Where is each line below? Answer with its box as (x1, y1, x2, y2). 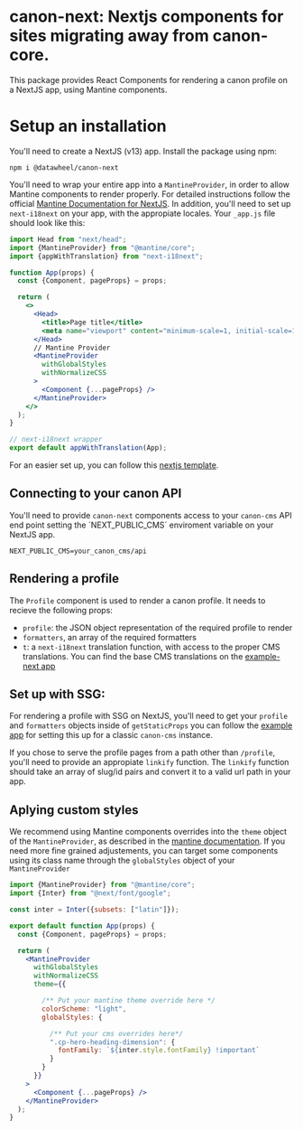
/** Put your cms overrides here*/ (49, 1029, 183, 1038)
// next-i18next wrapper (9, 435, 103, 444)
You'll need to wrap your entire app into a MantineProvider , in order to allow (9, 179, 290, 190)
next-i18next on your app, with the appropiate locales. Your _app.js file (9, 208, 276, 219)
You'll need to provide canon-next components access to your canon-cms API (9, 509, 292, 520)
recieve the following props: (9, 604, 113, 615)
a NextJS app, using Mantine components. (9, 84, 168, 95)
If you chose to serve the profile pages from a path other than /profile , (9, 747, 276, 758)
